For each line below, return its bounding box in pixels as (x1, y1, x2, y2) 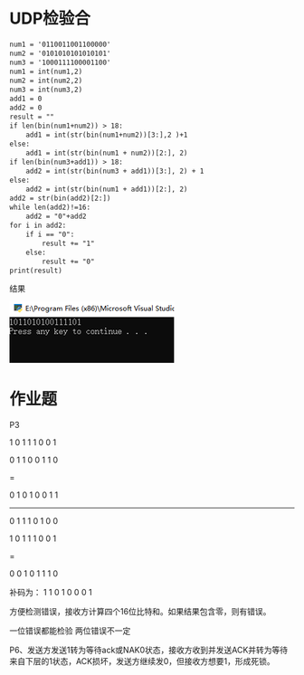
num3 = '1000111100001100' (9, 58, 111, 67)
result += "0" (42, 257, 95, 266)
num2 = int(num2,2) (9, 76, 83, 85)
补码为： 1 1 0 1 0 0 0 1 (9, 586, 92, 597)
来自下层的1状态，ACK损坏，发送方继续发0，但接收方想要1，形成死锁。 (9, 655, 276, 666)
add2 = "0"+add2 (25, 212, 88, 221)
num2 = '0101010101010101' (9, 49, 111, 58)
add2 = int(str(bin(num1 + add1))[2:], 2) (25, 185, 188, 194)
